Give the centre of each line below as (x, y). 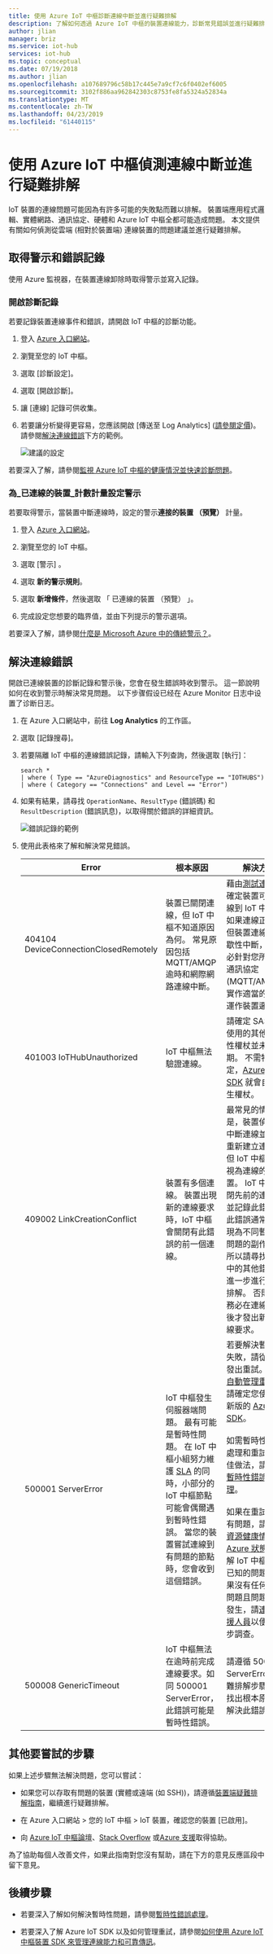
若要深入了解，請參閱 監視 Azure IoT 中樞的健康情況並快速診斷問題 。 (123, 470)
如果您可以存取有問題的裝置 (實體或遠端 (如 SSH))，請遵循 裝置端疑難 (135, 1792)
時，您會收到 (190, 1569)
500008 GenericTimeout (72, 1685)
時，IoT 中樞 (189, 1220)
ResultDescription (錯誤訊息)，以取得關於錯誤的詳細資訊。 (119, 811)
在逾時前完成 (190, 1662)
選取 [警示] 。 (43, 564)
